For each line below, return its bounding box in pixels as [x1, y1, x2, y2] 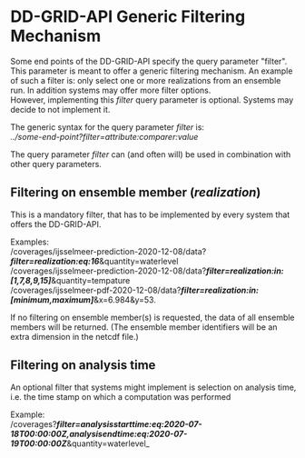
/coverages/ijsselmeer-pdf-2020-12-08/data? [10, 284, 182, 295]
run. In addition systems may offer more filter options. [10, 85, 212, 95]
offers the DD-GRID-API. [10, 218, 102, 229]
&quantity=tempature [50, 274, 131, 285]
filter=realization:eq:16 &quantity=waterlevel [10, 255, 179, 266]
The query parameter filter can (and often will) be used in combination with [10, 148, 291, 160]
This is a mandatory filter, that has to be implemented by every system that [10, 209, 290, 220]
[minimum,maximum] [10, 294, 94, 305]
